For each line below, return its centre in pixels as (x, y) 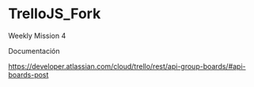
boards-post (28, 74)
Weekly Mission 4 (37, 36)
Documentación (34, 51)
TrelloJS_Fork (55, 14)
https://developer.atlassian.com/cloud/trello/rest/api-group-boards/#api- (127, 66)
